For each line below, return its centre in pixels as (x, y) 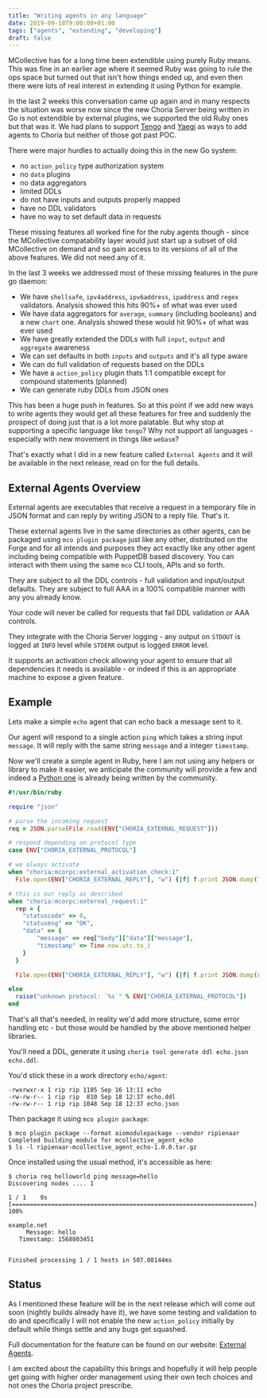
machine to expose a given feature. (66, 678)
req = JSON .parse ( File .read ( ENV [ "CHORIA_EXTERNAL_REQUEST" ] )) (113, 829)
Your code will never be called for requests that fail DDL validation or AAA (129, 613)
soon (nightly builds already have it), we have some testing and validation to (132, 1312)
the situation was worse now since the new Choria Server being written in (129, 110)
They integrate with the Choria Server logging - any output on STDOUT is (124, 637)
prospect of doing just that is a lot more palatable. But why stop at (116, 422)
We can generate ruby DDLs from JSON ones (94, 390)
